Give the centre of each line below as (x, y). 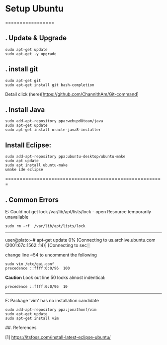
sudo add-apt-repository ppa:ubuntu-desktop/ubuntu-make (65, 157)
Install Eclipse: (28, 145)
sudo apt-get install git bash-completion (50, 85)
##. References (21, 328)
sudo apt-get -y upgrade (31, 54)
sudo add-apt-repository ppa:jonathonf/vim (51, 310)
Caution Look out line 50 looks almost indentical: (55, 277)
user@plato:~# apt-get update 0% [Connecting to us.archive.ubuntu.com (80, 240)
